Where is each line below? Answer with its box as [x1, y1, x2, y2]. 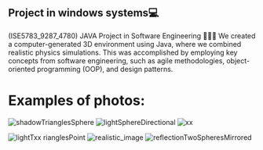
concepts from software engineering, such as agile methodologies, [8, 55, 225, 65]
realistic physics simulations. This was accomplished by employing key [8, 48, 238, 57]
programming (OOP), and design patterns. [36, 64, 174, 73]
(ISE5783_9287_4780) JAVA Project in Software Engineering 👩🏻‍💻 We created [8, 30, 256, 41]
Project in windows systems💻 [8, 6, 159, 20]
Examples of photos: [8, 92, 145, 109]
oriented [8, 64, 35, 73]
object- [226, 55, 250, 65]
